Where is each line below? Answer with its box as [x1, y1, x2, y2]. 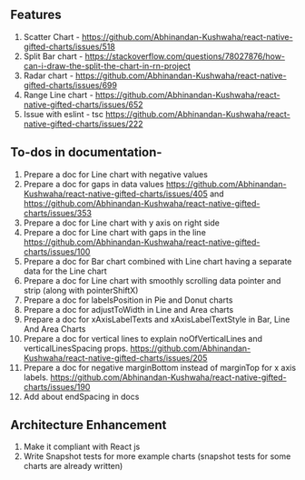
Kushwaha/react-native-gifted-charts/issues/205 [23, 352, 208, 363]
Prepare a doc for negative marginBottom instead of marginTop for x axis [23, 362, 297, 373]
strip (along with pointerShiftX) [23, 285, 139, 295]
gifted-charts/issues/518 [23, 41, 116, 52]
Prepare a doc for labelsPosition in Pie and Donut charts [23, 295, 233, 305]
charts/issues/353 [23, 207, 92, 218]
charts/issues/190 [23, 381, 91, 392]
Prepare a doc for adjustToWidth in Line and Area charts [23, 304, 234, 315]
